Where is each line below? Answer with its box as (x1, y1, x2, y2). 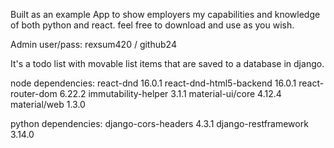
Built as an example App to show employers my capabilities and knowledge (10, 9, 321, 20)
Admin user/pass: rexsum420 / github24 (10, 39, 177, 50)
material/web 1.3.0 (10, 99, 86, 110)
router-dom (10, 88, 58, 99)
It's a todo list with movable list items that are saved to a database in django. (10, 58, 325, 69)
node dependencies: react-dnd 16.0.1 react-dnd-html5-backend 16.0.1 (10, 77, 297, 89)
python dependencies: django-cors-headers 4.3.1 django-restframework (10, 118, 309, 129)
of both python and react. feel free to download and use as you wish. (10, 19, 295, 31)
